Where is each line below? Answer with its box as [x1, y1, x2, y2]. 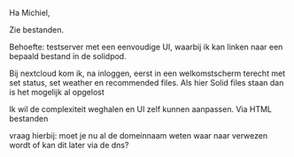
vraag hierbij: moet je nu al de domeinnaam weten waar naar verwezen [9, 131, 268, 140]
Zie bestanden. [9, 25, 65, 34]
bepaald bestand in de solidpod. [9, 51, 127, 61]
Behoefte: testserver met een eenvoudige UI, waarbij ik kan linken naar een [9, 41, 283, 52]
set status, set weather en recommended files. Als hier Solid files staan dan [9, 78, 284, 87]
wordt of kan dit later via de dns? [9, 140, 129, 150]
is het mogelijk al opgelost [9, 87, 104, 97]
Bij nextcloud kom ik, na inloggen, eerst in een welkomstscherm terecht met [9, 68, 286, 78]
